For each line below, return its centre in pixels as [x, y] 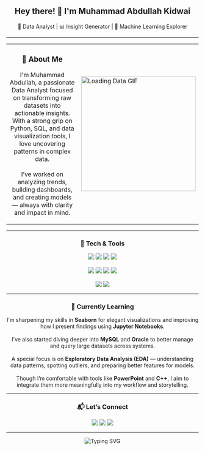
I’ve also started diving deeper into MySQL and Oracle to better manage [103, 340]
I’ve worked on [42, 174]
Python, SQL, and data [42, 128]
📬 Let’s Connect [103, 407]
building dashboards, [42, 189]
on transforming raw [42, 97]
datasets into [42, 105]
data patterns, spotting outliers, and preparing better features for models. [103, 365]
